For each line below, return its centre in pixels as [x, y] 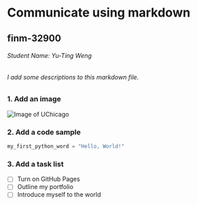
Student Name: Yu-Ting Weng [50, 56]
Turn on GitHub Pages [49, 179]
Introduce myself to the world [59, 195]
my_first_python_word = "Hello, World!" [66, 146]
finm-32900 [34, 38]
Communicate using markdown [99, 13]
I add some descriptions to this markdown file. [73, 77]
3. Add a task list [35, 164]
